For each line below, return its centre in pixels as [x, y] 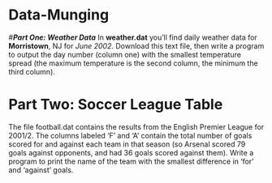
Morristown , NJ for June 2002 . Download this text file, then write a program [136, 45]
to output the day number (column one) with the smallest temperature [125, 54]
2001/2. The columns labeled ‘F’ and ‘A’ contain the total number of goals [130, 135]
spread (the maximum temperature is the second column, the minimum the [133, 63]
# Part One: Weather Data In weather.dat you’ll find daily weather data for [133, 37]
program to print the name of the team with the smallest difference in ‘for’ [131, 161]
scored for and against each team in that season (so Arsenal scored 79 [127, 144]
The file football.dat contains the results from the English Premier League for [136, 126]
